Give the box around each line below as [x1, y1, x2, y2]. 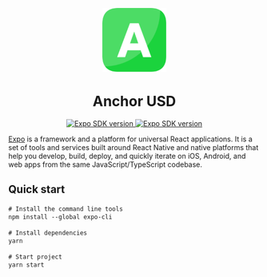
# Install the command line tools [8, 204, 124, 213]
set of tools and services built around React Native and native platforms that [8, 142, 259, 152]
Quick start [8, 183, 66, 196]
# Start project [8, 252, 62, 261]
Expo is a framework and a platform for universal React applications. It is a [8, 134, 253, 144]
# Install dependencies [8, 228, 88, 237]
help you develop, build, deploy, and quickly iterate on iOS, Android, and [8, 151, 246, 160]
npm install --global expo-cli [8, 212, 113, 221]
